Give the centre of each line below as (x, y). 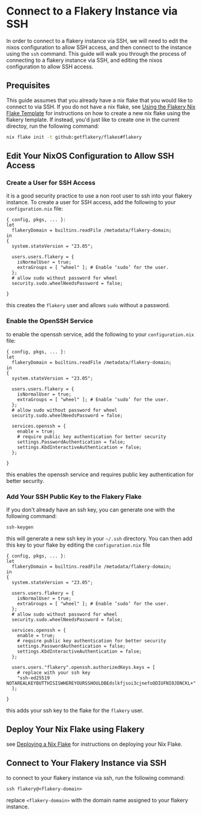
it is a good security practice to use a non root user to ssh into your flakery (99, 196)
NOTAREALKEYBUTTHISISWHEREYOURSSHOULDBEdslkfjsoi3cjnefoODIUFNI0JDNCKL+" (101, 683)
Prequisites (28, 86)
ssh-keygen (20, 527)
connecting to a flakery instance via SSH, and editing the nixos (84, 60)
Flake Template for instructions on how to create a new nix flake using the (98, 113)
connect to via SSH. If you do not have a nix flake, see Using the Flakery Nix (101, 107)
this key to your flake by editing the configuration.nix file (78, 545)
